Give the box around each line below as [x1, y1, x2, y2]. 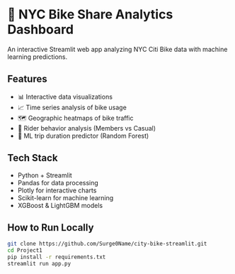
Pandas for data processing [17, 178, 99, 187]
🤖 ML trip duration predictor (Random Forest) [17, 131, 149, 140]
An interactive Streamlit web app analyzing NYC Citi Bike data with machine [7, 45, 228, 53]
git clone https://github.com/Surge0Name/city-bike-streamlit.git [7, 241, 207, 248]
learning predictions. [7, 53, 68, 61]
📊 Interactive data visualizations [17, 92, 113, 101]
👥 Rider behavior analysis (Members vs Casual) [17, 124, 156, 132]
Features [7, 73, 47, 85]
